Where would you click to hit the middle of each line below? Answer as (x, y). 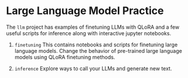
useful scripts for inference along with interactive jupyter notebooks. (89, 33)
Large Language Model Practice (85, 11)
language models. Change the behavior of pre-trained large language (98, 50)
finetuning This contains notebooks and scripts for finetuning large (96, 45)
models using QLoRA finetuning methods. (65, 57)
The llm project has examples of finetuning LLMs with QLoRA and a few (93, 27)
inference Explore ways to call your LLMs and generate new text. (93, 68)
